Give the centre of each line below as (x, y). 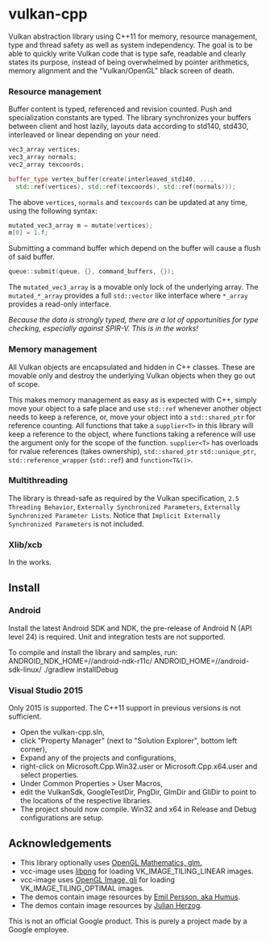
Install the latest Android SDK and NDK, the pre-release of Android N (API (130, 628)
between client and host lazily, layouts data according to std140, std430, (129, 127)
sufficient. (25, 717)
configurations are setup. (62, 818)
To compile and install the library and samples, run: (93, 652)
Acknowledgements (60, 843)
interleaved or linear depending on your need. (85, 135)
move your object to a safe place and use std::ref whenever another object (135, 408)
